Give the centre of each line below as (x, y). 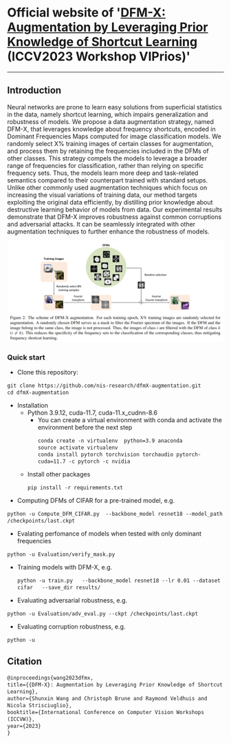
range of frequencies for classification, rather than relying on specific (106, 165)
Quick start (26, 357)
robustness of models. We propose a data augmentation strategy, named (111, 121)
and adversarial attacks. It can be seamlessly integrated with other (101, 224)
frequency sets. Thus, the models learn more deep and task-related (103, 173)
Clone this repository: (47, 373)
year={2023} (24, 726)
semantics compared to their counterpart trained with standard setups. (108, 180)
